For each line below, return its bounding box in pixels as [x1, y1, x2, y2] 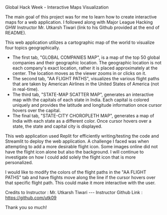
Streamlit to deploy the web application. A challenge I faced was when [5, 138, 149, 144]
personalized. [5, 160, 33, 165]
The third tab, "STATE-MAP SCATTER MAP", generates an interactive [12, 92, 154, 97]
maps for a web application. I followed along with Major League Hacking [5, 19, 153, 25]
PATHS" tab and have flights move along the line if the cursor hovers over [5, 175, 156, 180]
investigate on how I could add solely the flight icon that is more [5, 154, 136, 160]
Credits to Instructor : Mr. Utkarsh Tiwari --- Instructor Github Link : [5, 190, 143, 195]
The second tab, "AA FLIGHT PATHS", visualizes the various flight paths [12, 76, 160, 81]
